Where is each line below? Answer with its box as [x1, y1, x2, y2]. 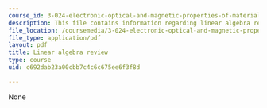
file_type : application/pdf [8, 33, 102, 42]
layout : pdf [8, 41, 48, 49]
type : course [8, 56, 52, 64]
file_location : [8, 26, 59, 34]
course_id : [8, 11, 44, 20]
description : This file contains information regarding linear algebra [8, 19, 250, 27]
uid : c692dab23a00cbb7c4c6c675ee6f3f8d [8, 64, 141, 71]
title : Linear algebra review [8, 48, 109, 56]
